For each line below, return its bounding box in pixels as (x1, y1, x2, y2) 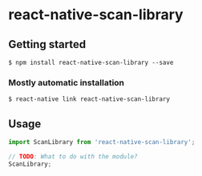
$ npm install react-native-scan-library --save (8, 58, 174, 66)
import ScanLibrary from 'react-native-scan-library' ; (8, 138, 196, 146)
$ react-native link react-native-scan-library (8, 95, 171, 103)
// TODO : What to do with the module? (8, 152, 138, 161)
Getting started (8, 38, 87, 51)
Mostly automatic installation (8, 77, 125, 88)
